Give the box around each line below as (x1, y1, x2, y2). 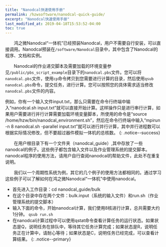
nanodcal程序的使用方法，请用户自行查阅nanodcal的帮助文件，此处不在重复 (5, 153, 160, 159)
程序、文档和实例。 (5, 53, 45, 59)
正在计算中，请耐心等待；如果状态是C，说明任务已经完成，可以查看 (16, 230, 155, 236)
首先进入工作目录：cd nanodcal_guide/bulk (12, 186, 101, 192)
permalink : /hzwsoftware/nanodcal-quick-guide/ (5, 12, 106, 17)
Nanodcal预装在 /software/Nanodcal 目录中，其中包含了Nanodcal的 (22, 46, 158, 52)
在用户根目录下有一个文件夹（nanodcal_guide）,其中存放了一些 (14, 140, 143, 146)
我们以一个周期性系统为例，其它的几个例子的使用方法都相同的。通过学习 (14, 170, 162, 176)
